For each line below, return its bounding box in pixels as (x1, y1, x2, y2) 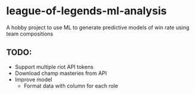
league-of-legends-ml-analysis (6, 4, 167, 18)
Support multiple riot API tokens (14, 63, 94, 70)
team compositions (6, 30, 54, 37)
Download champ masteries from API (14, 70, 107, 77)
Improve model (14, 76, 53, 83)
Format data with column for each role (23, 82, 118, 89)
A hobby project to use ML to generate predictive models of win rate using (6, 24, 190, 31)
